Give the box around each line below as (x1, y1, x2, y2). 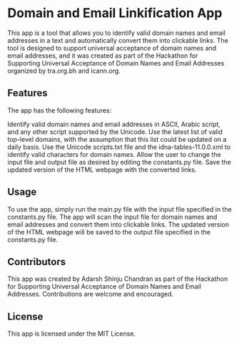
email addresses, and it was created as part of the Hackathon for (7, 51, 198, 60)
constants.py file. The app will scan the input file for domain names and (7, 212, 218, 221)
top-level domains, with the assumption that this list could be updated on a (7, 135, 227, 143)
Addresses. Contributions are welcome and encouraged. (7, 290, 174, 299)
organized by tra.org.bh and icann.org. (7, 66, 121, 75)
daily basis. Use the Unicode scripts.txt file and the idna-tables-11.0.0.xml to (7, 143, 230, 151)
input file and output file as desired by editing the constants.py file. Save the (7, 158, 232, 166)
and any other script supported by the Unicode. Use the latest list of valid (7, 127, 223, 136)
